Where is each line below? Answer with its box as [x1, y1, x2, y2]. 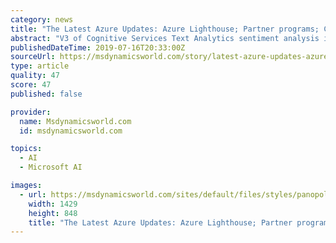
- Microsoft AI [19, 162, 83, 173]
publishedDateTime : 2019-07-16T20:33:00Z [10, 42, 186, 53]
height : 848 [28, 208, 78, 218]
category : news [10, 14, 74, 25]
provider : [10, 107, 52, 117]
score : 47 [10, 80, 52, 90]
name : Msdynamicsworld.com [19, 116, 132, 126]
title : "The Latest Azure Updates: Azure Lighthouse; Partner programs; [10, 24, 320, 34]
